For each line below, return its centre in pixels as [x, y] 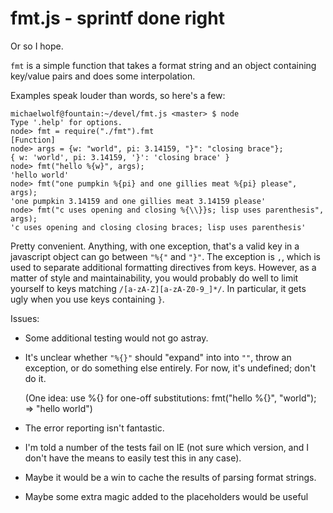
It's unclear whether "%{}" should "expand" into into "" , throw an [158, 357]
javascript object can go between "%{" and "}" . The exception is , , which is [165, 256]
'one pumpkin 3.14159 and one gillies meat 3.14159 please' [138, 201]
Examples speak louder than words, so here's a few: [118, 95]
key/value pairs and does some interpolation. [103, 76]
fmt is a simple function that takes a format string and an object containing [163, 65]
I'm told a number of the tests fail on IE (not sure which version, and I [167, 447]
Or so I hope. [37, 46]
